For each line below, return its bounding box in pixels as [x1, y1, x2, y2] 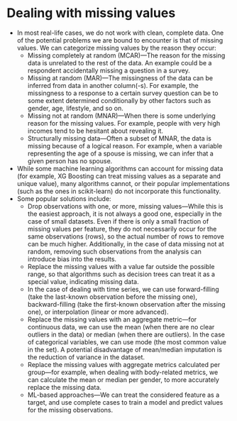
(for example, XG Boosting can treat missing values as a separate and [16, 172, 221, 180]
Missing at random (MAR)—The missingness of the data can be [27, 73, 214, 82]
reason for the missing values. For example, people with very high [27, 119, 221, 127]
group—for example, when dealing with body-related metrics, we [27, 368, 219, 376]
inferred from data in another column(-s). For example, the [27, 81, 199, 89]
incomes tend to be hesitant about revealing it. [27, 126, 164, 135]
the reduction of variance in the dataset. [27, 353, 145, 361]
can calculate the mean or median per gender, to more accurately [27, 375, 219, 384]
